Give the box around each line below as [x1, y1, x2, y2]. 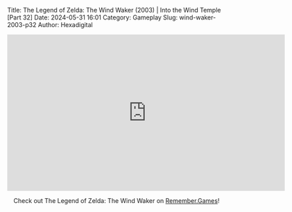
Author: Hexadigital [37, 21, 94, 28]
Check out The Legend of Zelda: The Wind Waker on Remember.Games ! [13, 197, 220, 204]
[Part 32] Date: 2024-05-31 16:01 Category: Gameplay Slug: [7, 13, 178, 22]
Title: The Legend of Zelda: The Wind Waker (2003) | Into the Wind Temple [7, 6, 221, 14]
